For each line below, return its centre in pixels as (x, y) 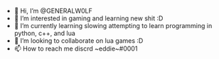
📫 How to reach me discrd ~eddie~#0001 (76, 48)
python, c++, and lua (45, 33)
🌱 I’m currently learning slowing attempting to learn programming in (113, 26)
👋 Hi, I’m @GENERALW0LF (53, 11)
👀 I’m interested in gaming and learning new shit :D (89, 18)
